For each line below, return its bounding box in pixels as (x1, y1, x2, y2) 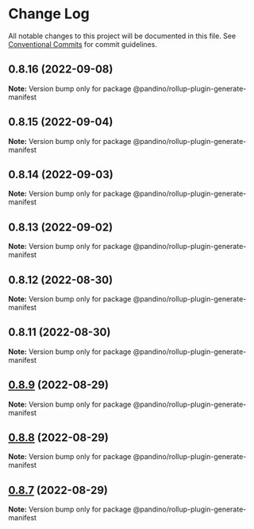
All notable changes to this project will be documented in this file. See (8, 31, 237, 41)
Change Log (8, 5, 90, 23)
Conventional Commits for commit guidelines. (8, 39, 157, 49)
